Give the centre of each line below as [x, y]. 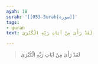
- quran [16, 28]
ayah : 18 [17, 11]
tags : [13, 22]
